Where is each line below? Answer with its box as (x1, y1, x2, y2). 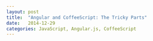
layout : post (6, 8, 39, 15)
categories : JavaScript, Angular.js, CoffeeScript (6, 25, 137, 32)
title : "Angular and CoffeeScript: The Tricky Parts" (6, 14, 148, 20)
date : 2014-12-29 (6, 20, 56, 26)
